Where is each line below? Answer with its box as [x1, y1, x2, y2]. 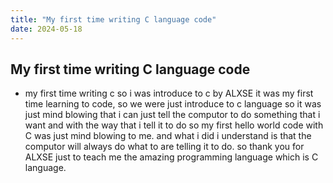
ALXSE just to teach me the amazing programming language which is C [24, 151, 319, 163]
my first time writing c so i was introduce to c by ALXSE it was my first [24, 87, 314, 100]
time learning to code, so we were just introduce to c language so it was [24, 98, 322, 110]
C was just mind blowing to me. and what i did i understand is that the [24, 130, 312, 142]
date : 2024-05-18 [10, 24, 83, 34]
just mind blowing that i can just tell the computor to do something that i [24, 109, 321, 121]
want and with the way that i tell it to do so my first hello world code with [24, 119, 324, 131]
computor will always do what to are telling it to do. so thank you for [24, 141, 305, 153]
